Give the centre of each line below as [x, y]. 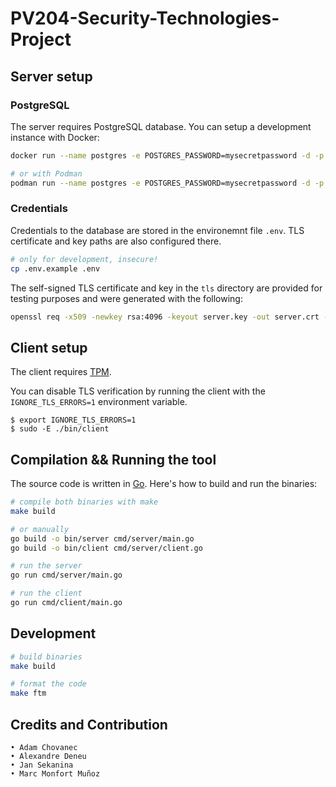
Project [41, 39]
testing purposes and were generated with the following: [126, 298]
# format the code [48, 684]
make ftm [28, 693]
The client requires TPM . [61, 372]
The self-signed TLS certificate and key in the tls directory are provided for [166, 288]
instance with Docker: [55, 137]
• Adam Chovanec [44, 748]
